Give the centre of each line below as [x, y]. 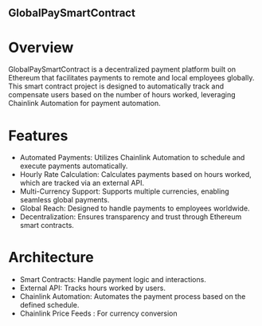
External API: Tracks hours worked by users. [92, 288]
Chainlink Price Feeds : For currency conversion [98, 313]
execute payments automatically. [74, 166]
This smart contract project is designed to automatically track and [116, 86]
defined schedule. [49, 305]
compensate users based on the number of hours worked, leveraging [122, 95]
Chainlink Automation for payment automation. [84, 104]
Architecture [51, 257]
